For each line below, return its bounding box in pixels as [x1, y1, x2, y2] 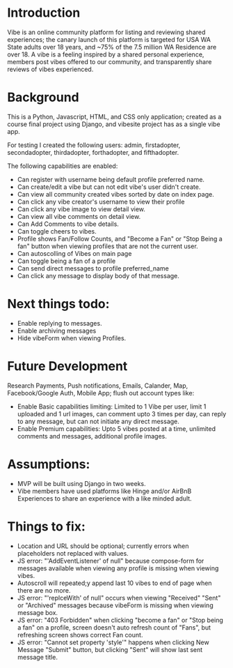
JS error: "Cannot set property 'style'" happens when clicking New [17, 638, 210, 646]
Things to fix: [7, 518, 86, 534]
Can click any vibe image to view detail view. [17, 204, 146, 213]
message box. [17, 608, 58, 616]
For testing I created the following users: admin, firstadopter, [7, 141, 181, 149]
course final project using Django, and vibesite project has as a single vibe [7, 120, 220, 128]
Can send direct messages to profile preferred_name [17, 264, 169, 273]
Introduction [7, 5, 81, 21]
